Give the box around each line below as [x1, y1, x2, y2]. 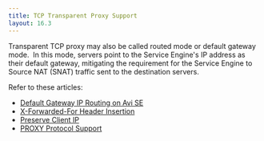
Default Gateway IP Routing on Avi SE [19, 98, 144, 107]
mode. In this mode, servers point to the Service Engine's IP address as [8, 50, 246, 59]
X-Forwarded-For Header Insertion [19, 106, 135, 116]
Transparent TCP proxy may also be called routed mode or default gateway [8, 41, 256, 50]
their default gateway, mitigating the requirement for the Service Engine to [8, 58, 253, 68]
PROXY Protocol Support [19, 123, 102, 133]
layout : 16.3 [8, 19, 52, 27]
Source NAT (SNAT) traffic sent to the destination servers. [8, 66, 200, 76]
